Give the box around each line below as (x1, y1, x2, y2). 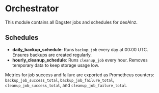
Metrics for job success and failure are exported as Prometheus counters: (5, 72, 155, 78)
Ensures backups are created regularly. (12, 52, 92, 58)
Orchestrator (5, 3, 59, 14)
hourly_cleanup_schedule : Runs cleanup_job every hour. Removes (12, 57, 148, 63)
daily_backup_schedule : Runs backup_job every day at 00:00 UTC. (12, 46, 148, 52)
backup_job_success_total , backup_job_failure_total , (5, 77, 114, 83)
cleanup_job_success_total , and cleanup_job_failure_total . (5, 82, 128, 88)
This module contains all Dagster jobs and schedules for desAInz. (5, 19, 138, 25)
